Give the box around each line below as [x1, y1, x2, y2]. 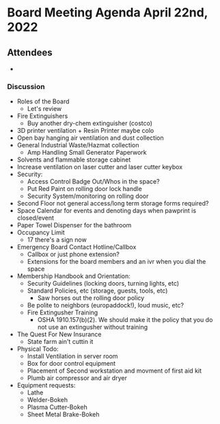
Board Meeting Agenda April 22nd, [7, 5, 208, 21]
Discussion [7, 82, 46, 91]
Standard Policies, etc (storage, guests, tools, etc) [27, 286, 168, 295]
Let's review [27, 105, 62, 113]
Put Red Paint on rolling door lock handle [27, 185, 142, 193]
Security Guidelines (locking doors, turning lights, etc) [27, 279, 180, 288]
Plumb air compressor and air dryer [27, 374, 128, 382]
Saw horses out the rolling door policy [37, 294, 145, 302]
